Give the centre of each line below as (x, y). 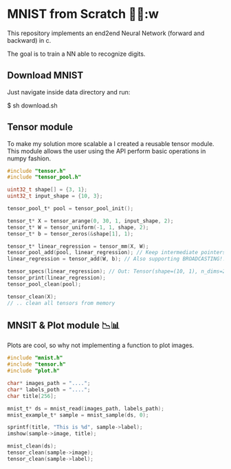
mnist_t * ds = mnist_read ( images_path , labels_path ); (86, 408)
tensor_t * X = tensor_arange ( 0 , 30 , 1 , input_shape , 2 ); (90, 221)
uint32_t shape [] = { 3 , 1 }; (47, 190)
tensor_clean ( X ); (32, 296)
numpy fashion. (29, 158)
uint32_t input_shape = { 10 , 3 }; (55, 196)
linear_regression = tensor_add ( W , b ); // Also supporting (93, 259)
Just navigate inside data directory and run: (69, 92)
